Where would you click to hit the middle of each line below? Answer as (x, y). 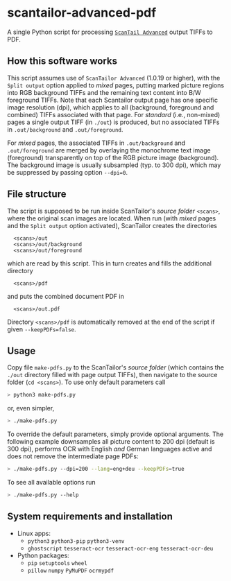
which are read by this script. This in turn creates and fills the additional (109, 263)
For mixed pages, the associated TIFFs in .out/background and (96, 143)
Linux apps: (34, 533)
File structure (37, 194)
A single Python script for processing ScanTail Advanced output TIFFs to (110, 32)
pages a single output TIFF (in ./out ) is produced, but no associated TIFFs (113, 122)
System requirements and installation (90, 517)
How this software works (62, 61)
